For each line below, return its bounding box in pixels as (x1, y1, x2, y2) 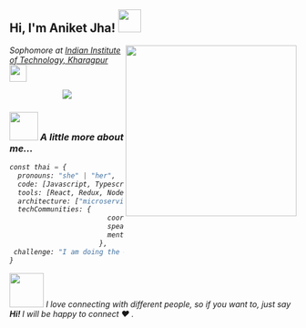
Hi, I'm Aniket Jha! (9, 20, 116, 36)
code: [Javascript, (17, 179, 92, 189)
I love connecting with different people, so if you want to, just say (45, 298, 291, 310)
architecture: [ (17, 197, 79, 206)
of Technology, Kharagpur (9, 54, 108, 65)
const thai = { (9, 163, 67, 172)
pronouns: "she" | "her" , (17, 170, 117, 180)
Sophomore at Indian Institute (9, 45, 121, 56)
